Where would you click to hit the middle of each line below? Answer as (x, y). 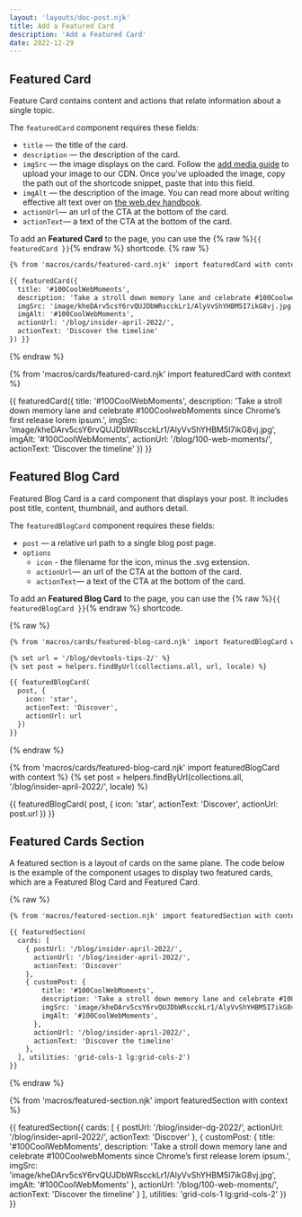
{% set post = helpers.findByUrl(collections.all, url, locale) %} (138, 666)
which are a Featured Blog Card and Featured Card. (105, 882)
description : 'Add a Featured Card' (78, 34)
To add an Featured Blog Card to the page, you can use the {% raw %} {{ (145, 598)
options (36, 553)
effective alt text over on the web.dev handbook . (112, 202)
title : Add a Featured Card (62, 26)
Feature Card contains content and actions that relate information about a (145, 101)
